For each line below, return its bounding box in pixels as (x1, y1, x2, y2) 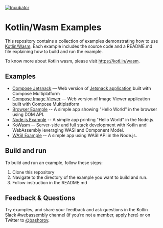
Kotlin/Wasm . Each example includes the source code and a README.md (5, 43, 153, 49)
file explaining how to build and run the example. (5, 48, 103, 54)
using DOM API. (12, 111, 45, 117)
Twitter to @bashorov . (5, 217, 50, 223)
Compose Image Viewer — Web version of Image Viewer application (12, 96, 150, 102)
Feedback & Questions (5, 194, 75, 202)
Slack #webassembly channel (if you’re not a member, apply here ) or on (5, 212, 151, 218)
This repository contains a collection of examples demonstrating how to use (5, 38, 158, 44)
